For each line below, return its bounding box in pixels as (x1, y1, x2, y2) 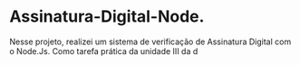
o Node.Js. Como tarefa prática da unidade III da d (9, 45, 198, 56)
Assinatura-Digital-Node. (9, 6, 205, 27)
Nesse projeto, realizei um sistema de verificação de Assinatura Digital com (9, 36, 292, 47)
